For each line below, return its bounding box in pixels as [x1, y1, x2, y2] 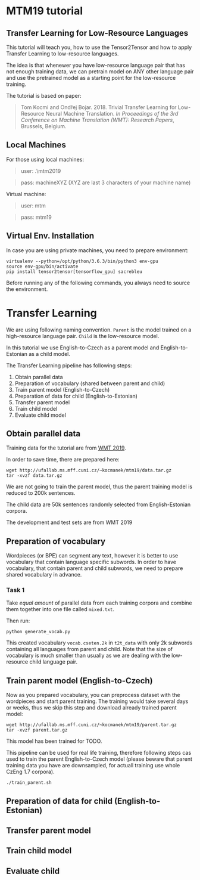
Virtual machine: [6, 190, 46, 197]
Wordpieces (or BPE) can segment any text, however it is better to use [6, 552, 179, 559]
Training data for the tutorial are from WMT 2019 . [6, 444, 126, 451]
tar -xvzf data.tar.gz [6, 473, 62, 479]
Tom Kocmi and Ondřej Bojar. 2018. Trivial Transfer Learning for [20, 104, 177, 111]
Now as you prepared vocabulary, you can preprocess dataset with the [6, 692, 180, 699]
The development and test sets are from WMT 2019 [6, 519, 133, 526]
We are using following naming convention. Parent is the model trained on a [6, 326, 192, 333]
